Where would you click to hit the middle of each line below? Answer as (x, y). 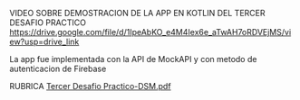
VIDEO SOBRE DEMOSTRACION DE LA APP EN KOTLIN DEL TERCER (137, 13)
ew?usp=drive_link (44, 41)
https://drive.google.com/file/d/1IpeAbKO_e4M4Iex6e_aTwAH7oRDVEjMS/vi (150, 32)
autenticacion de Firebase (58, 68)
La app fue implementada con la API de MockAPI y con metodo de (133, 59)
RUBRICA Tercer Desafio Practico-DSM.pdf (90, 86)
